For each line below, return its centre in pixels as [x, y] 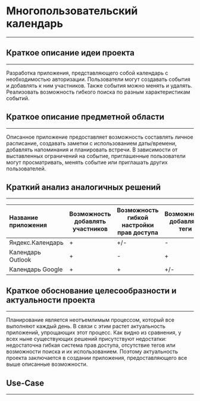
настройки [138, 225]
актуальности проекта [51, 300]
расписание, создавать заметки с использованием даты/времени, [91, 143]
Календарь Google [36, 269]
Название [24, 217]
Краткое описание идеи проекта [71, 53]
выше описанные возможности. [47, 364]
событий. [18, 98]
